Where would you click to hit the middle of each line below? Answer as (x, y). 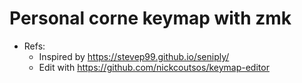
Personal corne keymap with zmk (150, 18)
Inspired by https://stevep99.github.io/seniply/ (134, 56)
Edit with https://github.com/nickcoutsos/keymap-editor (154, 67)
